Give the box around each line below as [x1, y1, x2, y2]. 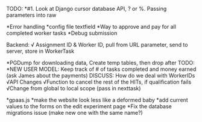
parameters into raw [6, 11, 57, 19]
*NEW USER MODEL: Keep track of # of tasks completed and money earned [6, 66, 197, 73]
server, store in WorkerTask [6, 47, 75, 55]
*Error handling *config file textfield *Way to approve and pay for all [6, 23, 177, 30]
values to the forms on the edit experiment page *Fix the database [6, 103, 172, 110]
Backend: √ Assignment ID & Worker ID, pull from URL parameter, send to [6, 41, 188, 48]
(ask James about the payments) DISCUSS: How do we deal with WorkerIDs [6, 72, 195, 79]
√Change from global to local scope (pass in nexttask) [6, 85, 141, 92]
